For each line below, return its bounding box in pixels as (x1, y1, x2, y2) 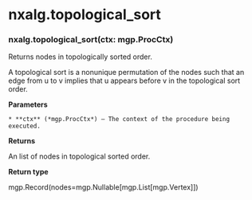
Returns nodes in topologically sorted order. (8, 52, 153, 61)
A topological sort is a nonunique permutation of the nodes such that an (8, 68, 245, 77)
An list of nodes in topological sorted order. (8, 151, 151, 161)
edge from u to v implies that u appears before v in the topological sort (8, 76, 241, 85)
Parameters (8, 100, 48, 109)
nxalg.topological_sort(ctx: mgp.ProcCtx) (8, 34, 174, 45)
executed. (8, 122, 41, 131)
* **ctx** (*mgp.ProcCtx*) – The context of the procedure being (8, 116, 230, 124)
